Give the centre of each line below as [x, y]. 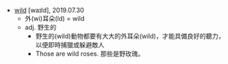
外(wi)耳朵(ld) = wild [55, 18]
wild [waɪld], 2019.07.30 [49, 10]
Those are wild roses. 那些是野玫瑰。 [90, 53]
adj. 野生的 [41, 27]
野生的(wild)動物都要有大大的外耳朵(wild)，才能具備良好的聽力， [130, 36]
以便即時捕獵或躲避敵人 [70, 45]
